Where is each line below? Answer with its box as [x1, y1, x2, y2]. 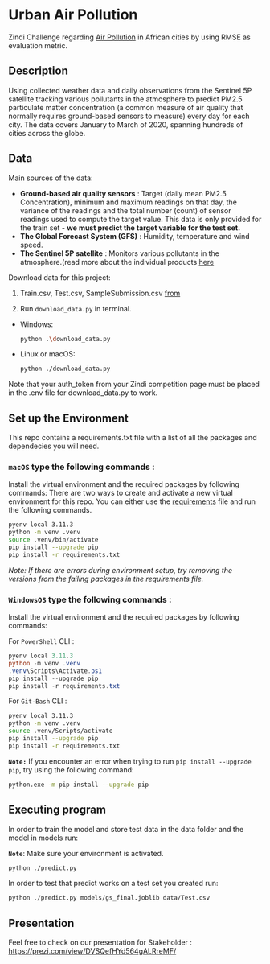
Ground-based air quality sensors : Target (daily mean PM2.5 [19, 188, 227, 198]
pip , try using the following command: [8, 764, 134, 774]
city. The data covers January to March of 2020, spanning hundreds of [8, 119, 243, 130]
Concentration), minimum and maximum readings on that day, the [19, 197, 237, 207]
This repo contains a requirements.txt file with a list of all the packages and [8, 433, 257, 443]
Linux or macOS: [19, 349, 76, 359]
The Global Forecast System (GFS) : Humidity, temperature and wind [19, 231, 251, 241]
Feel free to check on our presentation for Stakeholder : [8, 937, 193, 947]
